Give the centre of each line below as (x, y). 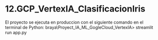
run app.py (16, 32)
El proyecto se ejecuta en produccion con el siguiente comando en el (74, 22)
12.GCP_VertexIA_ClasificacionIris (75, 9)
